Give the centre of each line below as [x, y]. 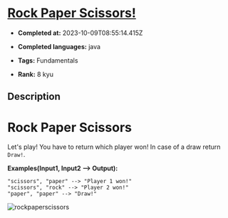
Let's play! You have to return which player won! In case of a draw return [114, 147]
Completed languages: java [59, 46]
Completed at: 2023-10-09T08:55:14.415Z [80, 33]
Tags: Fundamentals [48, 60]
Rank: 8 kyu [35, 74]
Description [34, 97]
